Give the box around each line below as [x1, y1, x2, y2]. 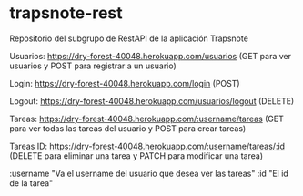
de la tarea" [9, 177, 54, 189]
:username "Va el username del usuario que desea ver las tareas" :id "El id [9, 168, 288, 179]
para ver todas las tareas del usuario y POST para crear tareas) [9, 122, 247, 134]
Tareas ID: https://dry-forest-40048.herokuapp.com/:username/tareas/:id [9, 140, 285, 151]
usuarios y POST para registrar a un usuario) [9, 60, 177, 71]
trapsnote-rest [9, 3, 123, 24]
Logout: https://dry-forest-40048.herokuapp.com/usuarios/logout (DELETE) [9, 95, 295, 107]
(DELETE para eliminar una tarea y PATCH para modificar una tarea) [9, 150, 264, 161]
